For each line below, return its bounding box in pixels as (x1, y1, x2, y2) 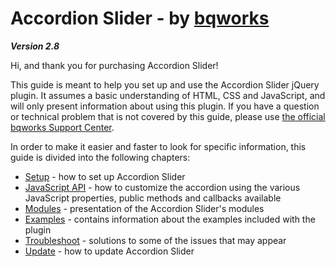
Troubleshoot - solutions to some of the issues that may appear (24, 234, 287, 246)
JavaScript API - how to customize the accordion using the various (24, 181, 301, 193)
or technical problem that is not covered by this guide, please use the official (10, 110, 326, 122)
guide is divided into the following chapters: (10, 151, 191, 163)
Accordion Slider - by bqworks (10, 7, 270, 30)
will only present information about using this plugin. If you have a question (10, 100, 320, 112)
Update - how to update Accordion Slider (24, 245, 195, 257)
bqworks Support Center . (10, 121, 115, 133)
